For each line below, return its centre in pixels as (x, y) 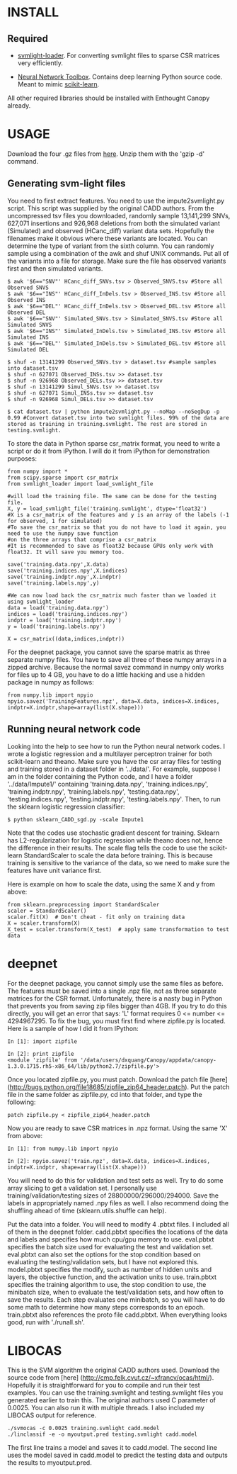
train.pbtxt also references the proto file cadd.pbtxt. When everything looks (117, 1315)
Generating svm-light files (67, 184)
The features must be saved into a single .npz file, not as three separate (112, 991)
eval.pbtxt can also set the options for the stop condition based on (104, 1254)
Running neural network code (74, 730)
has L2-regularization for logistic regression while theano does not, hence (115, 840)
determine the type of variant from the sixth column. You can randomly (111, 246)
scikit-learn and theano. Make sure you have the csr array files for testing (114, 761)
